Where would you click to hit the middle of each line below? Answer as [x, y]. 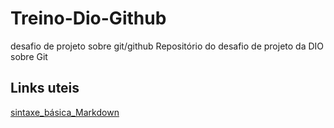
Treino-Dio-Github [88, 18]
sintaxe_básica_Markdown [65, 112]
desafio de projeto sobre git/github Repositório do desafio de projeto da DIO [167, 46]
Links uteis [45, 88]
